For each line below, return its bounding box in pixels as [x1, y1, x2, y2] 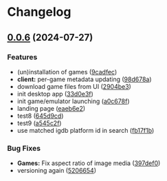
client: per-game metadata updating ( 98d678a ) [16, 75, 153, 83]
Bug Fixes [7, 143, 41, 153]
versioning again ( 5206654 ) [16, 167, 96, 175]
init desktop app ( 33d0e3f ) [16, 89, 94, 98]
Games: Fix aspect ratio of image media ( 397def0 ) [16, 159, 161, 167]
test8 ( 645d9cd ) [16, 111, 64, 120]
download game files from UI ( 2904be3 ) [16, 82, 132, 90]
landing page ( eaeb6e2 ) [16, 104, 86, 112]
